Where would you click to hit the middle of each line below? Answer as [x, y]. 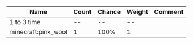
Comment [169, 12]
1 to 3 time [25, 22]
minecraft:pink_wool [38, 32]
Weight [137, 12]
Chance [109, 12]
